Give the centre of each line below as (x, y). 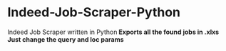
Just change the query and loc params (66, 39)
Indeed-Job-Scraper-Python (94, 12)
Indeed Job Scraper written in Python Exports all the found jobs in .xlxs (113, 32)
